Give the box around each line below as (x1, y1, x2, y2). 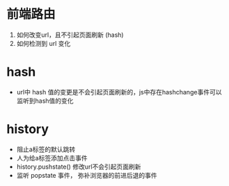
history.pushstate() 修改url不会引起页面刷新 (16, 162, 141, 171)
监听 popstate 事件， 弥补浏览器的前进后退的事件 (16, 171, 157, 179)
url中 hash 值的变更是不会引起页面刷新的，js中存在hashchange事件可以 (16, 87, 222, 96)
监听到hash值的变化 (16, 96, 74, 105)
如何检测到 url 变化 (16, 39, 71, 47)
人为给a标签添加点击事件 (16, 153, 88, 162)
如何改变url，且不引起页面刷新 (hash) (16, 31, 124, 39)
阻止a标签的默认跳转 (16, 145, 76, 153)
